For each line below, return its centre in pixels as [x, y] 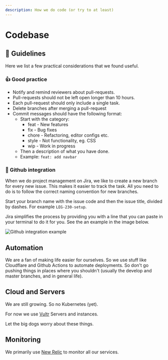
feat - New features [48, 124]
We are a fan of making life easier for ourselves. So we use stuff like [76, 260]
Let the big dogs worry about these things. [49, 324]
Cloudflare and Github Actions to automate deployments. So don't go [77, 265]
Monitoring [23, 340]
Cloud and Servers [35, 292]
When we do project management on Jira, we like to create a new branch [81, 181]
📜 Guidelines [25, 54]
